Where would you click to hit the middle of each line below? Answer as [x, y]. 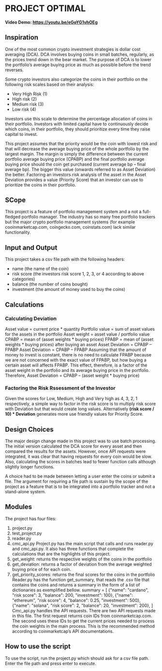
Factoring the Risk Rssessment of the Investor [60, 388]
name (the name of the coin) [40, 269]
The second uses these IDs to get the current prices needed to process [83, 621]
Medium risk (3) [28, 104]
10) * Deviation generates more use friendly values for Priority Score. [74, 414]
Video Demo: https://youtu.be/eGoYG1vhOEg [52, 22]
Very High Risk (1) [30, 94]
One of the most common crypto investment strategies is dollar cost [73, 49]
